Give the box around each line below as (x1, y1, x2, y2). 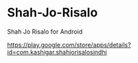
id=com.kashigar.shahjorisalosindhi (7, 48, 108, 56)
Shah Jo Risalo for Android (7, 27, 83, 36)
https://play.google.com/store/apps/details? (7, 40, 132, 49)
